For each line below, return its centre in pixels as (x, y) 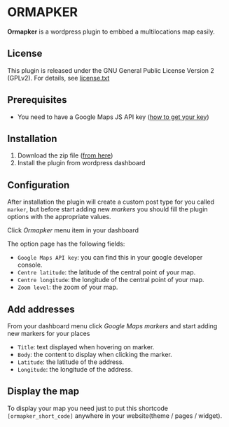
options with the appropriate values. (59, 217)
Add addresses (41, 309)
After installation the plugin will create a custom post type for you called (111, 202)
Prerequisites (37, 100)
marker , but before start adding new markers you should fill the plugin (107, 209)
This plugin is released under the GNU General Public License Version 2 (111, 70)
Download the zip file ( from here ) (65, 155)
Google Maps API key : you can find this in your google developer (110, 258)
